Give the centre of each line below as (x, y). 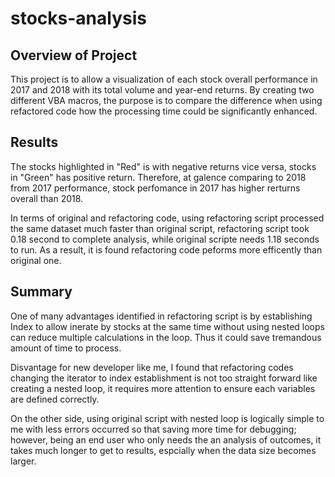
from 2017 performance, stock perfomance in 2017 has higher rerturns (155, 188)
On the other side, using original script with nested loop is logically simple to (167, 418)
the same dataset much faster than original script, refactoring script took (160, 228)
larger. (23, 461)
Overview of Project (74, 55)
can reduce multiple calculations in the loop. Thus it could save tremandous (166, 337)
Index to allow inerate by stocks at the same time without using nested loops (167, 326)
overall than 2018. (47, 198)
